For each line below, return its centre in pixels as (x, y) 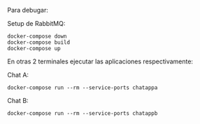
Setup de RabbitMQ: (36, 23)
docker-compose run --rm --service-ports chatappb (83, 114)
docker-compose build (39, 42)
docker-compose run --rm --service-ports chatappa (83, 88)
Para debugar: (28, 10)
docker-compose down (37, 36)
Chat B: (18, 101)
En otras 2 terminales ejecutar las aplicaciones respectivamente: (100, 61)
